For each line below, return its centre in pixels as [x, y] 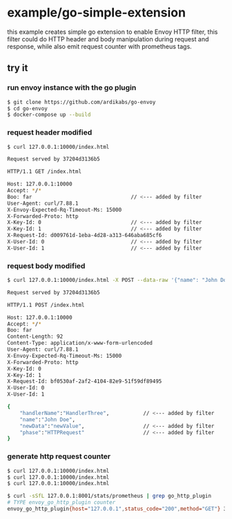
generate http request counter [59, 456]
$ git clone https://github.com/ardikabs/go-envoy [81, 102]
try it [18, 68]
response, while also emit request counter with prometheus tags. [99, 46]
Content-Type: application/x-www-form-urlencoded [80, 343]
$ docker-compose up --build [49, 115]
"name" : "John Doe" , [48, 419]
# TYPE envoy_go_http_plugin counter [61, 502]
